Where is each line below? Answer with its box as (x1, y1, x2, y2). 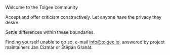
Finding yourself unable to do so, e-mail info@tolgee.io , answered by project (5, 39, 165, 45)
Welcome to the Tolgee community (5, 5, 78, 10)
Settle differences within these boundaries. (5, 29, 95, 35)
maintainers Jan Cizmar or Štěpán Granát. (5, 44, 93, 50)
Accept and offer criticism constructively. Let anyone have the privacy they (5, 14, 162, 20)
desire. (5, 20, 20, 25)
